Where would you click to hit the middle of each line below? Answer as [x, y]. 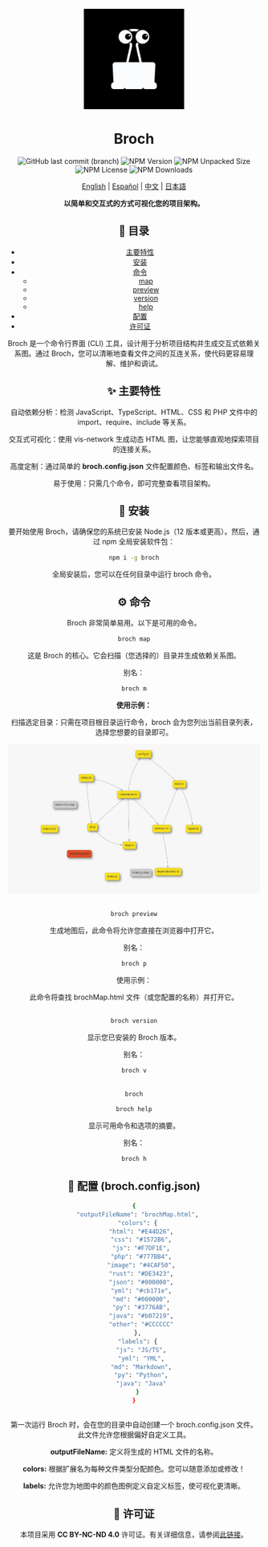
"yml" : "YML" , [141, 1358]
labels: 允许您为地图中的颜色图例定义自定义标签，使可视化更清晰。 [134, 1486]
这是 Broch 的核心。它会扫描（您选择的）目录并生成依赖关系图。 [134, 655]
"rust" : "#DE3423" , [141, 1273]
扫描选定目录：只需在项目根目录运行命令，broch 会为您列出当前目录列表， [134, 722]
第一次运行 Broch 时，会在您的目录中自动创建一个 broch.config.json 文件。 [134, 1425]
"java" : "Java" [141, 1384]
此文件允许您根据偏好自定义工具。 [134, 1435]
